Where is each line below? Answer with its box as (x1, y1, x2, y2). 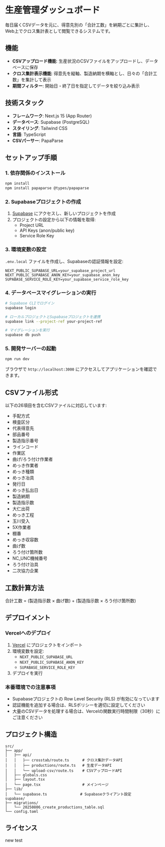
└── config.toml (5, 809, 38, 814)
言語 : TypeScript (12, 131, 46, 137)
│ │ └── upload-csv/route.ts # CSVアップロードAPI (5, 768, 122, 773)
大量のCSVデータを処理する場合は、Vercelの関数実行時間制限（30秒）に (12, 708, 161, 714)
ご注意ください (12, 714, 43, 720)
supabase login (5, 305, 36, 310)
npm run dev (5, 357, 30, 362)
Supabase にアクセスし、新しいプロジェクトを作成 (12, 211, 116, 216)
